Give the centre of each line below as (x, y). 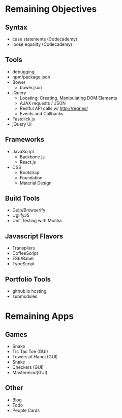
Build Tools (23, 198)
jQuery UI (22, 124)
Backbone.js (32, 157)
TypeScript (23, 264)
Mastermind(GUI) (30, 373)
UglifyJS (21, 215)
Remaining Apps (39, 316)
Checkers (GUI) (28, 367)
